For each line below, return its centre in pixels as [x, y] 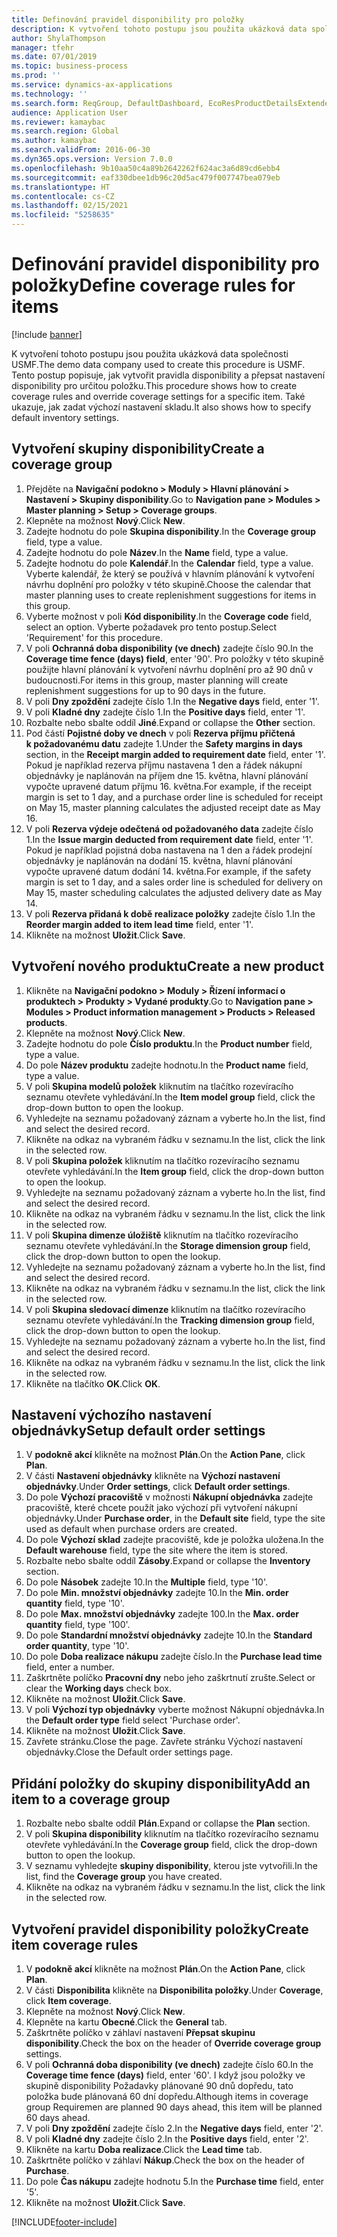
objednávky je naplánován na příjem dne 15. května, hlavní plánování [167, 775]
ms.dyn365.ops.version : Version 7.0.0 [92, 159]
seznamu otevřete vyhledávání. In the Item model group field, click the [170, 1097]
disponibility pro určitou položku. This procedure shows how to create [154, 385]
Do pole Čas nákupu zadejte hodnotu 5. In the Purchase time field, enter [175, 2181]
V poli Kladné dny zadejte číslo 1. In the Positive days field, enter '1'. [165, 712]
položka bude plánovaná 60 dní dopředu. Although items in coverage [167, 2096]
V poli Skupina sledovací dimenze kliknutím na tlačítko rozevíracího [165, 1309]
